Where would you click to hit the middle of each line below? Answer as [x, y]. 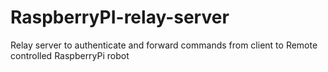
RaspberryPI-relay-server [120, 17]
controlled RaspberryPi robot [70, 55]
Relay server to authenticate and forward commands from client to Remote [164, 45]
